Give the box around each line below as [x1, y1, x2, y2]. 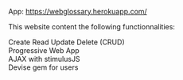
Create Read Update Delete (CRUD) [8, 37, 125, 47]
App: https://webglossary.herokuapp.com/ [8, 7, 147, 16]
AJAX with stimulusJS [8, 55, 81, 63]
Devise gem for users [8, 63, 79, 72]
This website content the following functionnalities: [8, 22, 175, 31]
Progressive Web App [8, 46, 80, 55]
